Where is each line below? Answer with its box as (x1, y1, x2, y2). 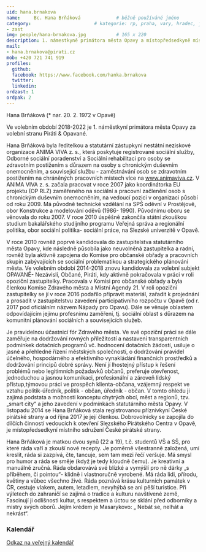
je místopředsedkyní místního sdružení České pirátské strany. (6, 426, 161, 433)
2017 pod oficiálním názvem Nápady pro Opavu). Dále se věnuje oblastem (6, 303, 193, 310)
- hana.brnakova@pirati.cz (6, 49, 75, 55)
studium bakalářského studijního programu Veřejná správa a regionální (6, 220, 185, 227)
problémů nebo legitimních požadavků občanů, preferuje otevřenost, (6, 367, 180, 375)
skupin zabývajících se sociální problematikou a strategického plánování (6, 258, 189, 265)
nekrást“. (6, 510, 29, 517)
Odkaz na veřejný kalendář (6, 539, 74, 546)
